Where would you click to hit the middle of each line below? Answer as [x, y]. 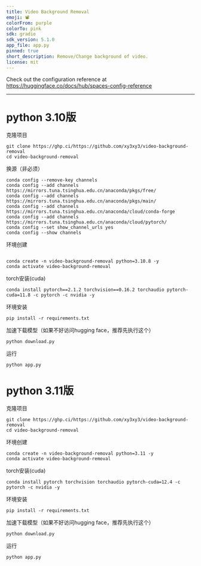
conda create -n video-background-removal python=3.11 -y [80, 454]
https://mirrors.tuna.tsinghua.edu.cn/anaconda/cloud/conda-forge [91, 212]
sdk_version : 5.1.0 [31, 40]
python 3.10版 [41, 117]
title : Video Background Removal [48, 12]
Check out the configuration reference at [57, 79]
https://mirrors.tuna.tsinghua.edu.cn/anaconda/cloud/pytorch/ [87, 222]
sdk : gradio [21, 34]
